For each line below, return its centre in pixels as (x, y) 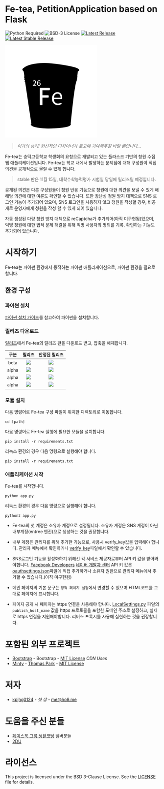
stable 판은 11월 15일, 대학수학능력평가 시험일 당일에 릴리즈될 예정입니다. (86, 179)
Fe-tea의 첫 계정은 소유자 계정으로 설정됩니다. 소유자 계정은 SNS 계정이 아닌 (85, 526)
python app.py (20, 496)
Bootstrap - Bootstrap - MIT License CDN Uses (60, 659)
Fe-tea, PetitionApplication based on (81, 9)
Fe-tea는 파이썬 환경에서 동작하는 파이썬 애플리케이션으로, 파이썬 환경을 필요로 (80, 267)
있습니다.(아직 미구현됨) (49, 577)
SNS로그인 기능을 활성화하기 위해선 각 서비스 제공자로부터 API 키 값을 (79, 559)
